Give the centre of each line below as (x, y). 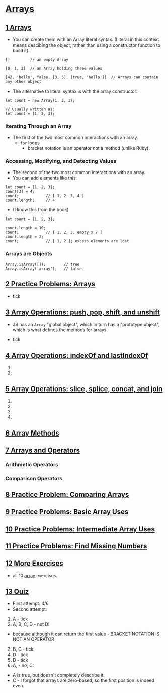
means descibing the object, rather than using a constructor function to (87, 45)
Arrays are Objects (29, 253)
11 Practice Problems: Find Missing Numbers (76, 546)
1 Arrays (18, 28)
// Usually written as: (30, 109)
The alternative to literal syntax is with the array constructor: (75, 91)
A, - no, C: (23, 665)
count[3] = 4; (20, 191)
